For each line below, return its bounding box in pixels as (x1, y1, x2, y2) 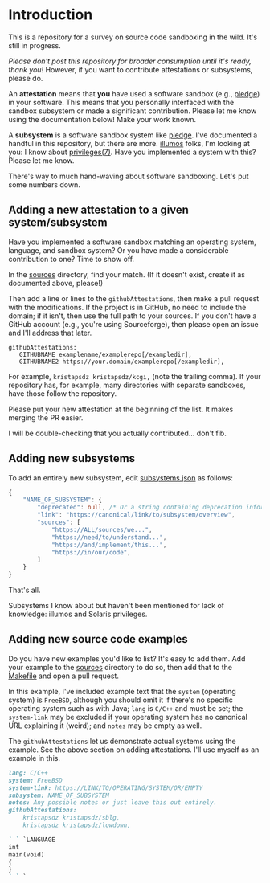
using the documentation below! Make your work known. (8, 114, 197, 124)
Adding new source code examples (8, 632, 189, 646)
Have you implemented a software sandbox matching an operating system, (8, 237, 257, 247)
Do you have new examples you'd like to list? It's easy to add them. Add (8, 653, 246, 664)
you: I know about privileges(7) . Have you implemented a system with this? (8, 147, 256, 157)
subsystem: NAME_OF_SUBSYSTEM (8, 791, 110, 799)
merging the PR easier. (8, 412, 84, 423)
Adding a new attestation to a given (8, 203, 189, 217)
